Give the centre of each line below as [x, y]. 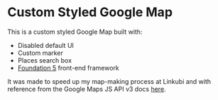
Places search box [45, 60]
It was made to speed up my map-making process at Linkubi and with [109, 81]
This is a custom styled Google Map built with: [75, 32]
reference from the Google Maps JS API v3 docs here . [87, 89]
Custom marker [40, 53]
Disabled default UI [46, 45]
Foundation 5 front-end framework [68, 68]
